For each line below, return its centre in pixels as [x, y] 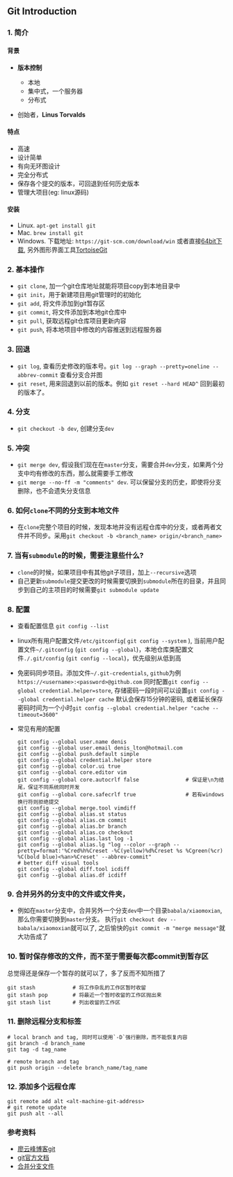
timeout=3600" [38, 715]
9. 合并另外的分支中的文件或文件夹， [69, 894]
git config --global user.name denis [72, 742]
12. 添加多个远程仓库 [42, 1086]
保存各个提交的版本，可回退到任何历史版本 [78, 183]
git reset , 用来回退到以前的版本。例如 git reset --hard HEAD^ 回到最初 [121, 384]
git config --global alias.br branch [72, 826]
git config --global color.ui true [69, 766]
